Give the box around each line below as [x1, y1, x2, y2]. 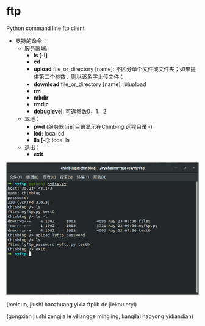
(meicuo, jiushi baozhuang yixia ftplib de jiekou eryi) [6, 301, 137, 308]
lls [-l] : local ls [33, 136, 70, 143]
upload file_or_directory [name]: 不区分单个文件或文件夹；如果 [33, 65, 191, 73]
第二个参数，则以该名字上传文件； [38, 73, 125, 80]
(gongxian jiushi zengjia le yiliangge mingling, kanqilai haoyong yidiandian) [6, 313, 194, 320]
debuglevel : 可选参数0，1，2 [33, 107, 107, 115]
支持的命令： [15, 37, 48, 44]
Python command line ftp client [6, 24, 85, 32]
